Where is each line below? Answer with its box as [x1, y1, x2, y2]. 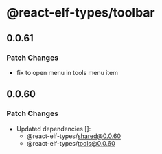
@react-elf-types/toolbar [6, 5, 155, 21]
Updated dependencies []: [16, 124, 91, 133]
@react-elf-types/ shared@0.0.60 [26, 132, 121, 140]
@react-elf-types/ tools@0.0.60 [26, 139, 116, 147]
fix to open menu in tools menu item [16, 68, 118, 76]
